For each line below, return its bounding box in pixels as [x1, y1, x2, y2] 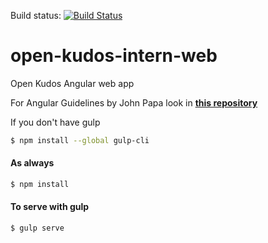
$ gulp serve [10, 223, 65, 234]
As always [10, 157, 55, 169]
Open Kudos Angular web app [10, 77, 135, 89]
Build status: [10, 10, 62, 21]
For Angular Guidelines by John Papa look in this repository [10, 96, 258, 109]
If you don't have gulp [10, 116, 101, 128]
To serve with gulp [10, 201, 90, 213]
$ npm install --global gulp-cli [10, 135, 150, 145]
